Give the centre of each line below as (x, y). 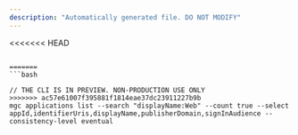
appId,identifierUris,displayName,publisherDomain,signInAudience (135, 113)
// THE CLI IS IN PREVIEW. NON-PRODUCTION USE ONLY (107, 90)
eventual (97, 121)
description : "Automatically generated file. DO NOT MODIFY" (125, 17)
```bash (24, 75)
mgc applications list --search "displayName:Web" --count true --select (149, 106)
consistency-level (43, 121)
